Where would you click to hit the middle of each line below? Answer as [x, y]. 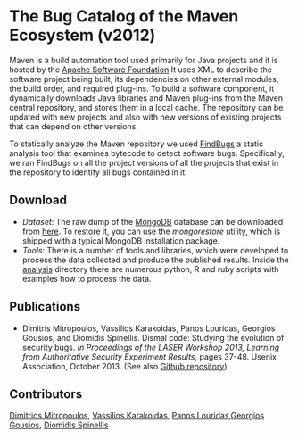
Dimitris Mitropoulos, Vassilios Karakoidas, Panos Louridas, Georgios [149, 328]
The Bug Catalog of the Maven [124, 17]
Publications [45, 306]
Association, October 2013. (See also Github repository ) [124, 366]
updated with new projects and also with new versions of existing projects [145, 117]
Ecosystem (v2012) [83, 35]
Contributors [46, 394]
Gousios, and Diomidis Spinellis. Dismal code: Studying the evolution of [153, 337]
